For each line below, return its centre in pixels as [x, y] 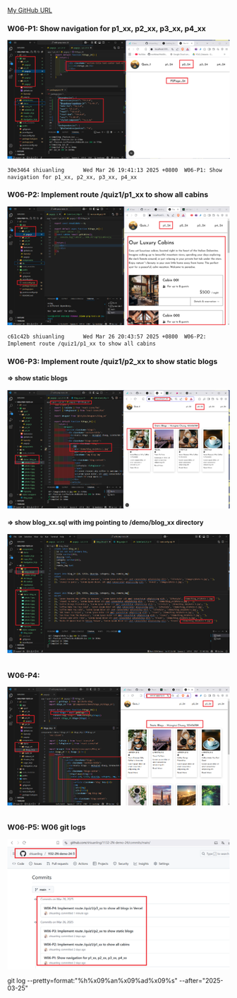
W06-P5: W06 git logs [47, 827]
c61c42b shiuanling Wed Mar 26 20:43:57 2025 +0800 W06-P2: [107, 336]
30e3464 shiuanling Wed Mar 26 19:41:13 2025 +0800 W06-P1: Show [115, 170]
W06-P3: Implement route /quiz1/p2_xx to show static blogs [113, 361]
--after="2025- [201, 980]
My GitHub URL [30, 10]
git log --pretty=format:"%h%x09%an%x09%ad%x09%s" [92, 980]
